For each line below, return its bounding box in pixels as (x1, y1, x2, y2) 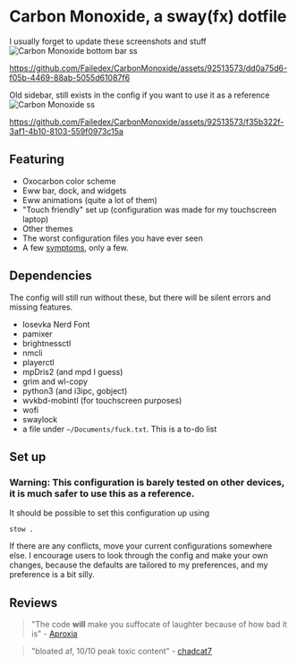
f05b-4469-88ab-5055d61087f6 (9, 72, 131, 82)
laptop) (21, 213, 49, 225)
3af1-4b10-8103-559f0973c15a (9, 125, 123, 136)
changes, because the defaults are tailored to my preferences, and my (9, 559, 268, 570)
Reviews (9, 595, 58, 610)
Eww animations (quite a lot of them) (21, 194, 158, 205)
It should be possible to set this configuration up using (9, 507, 210, 518)
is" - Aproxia (30, 628, 78, 639)
